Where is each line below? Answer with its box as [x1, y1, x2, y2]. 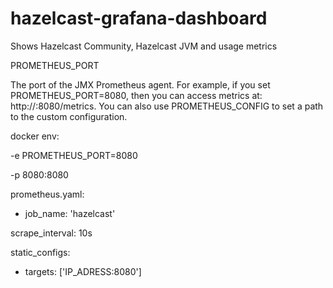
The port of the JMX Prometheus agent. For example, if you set [10, 78, 271, 91]
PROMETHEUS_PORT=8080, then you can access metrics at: [10, 89, 263, 101]
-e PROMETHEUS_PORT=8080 [10, 149, 138, 161]
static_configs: [10, 246, 71, 258]
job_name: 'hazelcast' [24, 207, 116, 219]
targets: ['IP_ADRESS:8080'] [24, 265, 142, 277]
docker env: [10, 130, 60, 142]
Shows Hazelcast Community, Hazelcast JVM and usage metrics [10, 40, 278, 52]
